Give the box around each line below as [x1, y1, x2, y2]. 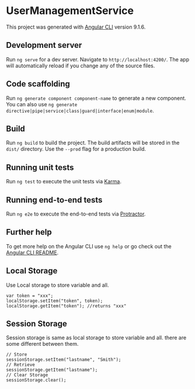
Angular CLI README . [6, 249, 59, 256]
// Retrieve [6, 362, 35, 368]
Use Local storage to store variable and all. [6, 282, 109, 289]
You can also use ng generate [6, 100, 78, 107]
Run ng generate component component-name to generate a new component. [6, 95, 187, 102]
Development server [6, 40, 82, 50]
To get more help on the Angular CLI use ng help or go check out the [6, 242, 172, 249]
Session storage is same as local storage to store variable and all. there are [6, 334, 187, 341]
